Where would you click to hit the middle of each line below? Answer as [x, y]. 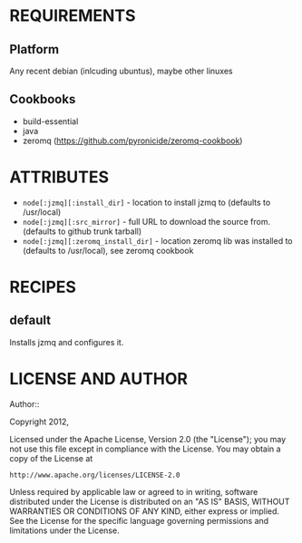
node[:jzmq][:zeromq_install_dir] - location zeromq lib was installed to [157, 240]
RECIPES [43, 287]
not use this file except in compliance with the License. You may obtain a [145, 449]
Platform [34, 49]
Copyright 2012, [39, 422]
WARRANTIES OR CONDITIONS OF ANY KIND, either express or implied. [144, 511]
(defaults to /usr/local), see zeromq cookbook [108, 250]
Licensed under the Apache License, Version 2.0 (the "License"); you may [148, 439]
